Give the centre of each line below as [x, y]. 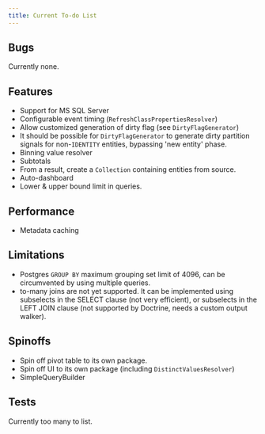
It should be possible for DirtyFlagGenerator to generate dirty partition [134, 136]
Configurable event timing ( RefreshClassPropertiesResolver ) [119, 119]
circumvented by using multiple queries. [85, 283]
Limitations [36, 255]
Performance [42, 211]
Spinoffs [30, 341]
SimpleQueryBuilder [52, 377]
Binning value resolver [56, 153]
